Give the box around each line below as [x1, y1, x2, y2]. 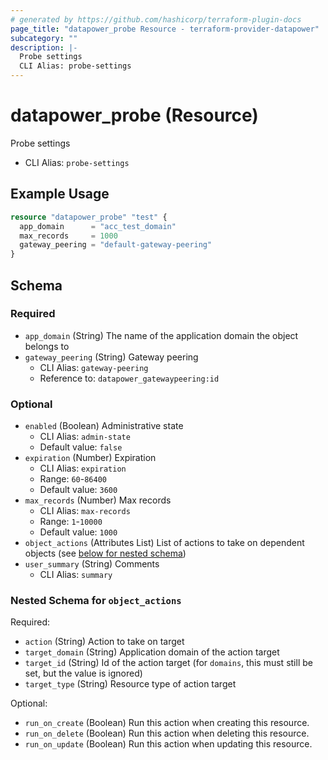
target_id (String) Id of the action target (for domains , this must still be [24, 657, 313, 669]
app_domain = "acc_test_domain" [19, 221, 177, 231]
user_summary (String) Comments [24, 558, 160, 570]
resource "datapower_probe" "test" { [10, 212, 168, 222]
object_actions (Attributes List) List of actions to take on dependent [24, 537, 305, 549]
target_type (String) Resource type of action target [24, 678, 237, 690]
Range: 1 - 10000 [39, 516, 103, 528]
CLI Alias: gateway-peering [39, 361, 149, 373]
